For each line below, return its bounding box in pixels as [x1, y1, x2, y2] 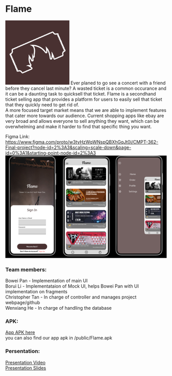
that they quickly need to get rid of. [5, 101, 79, 108]
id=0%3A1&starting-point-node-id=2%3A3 [5, 149, 96, 156]
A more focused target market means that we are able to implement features [5, 107, 167, 113]
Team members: [5, 266, 47, 273]
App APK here [5, 329, 35, 335]
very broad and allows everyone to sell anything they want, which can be [5, 118, 160, 124]
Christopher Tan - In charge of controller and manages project [5, 294, 137, 300]
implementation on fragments [5, 289, 68, 295]
